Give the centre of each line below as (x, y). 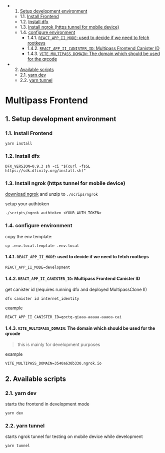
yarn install (19, 143)
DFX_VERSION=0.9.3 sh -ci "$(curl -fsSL (48, 166)
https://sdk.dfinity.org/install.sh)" (45, 171)
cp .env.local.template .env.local (42, 246)
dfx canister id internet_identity (42, 299)
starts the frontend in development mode (47, 404)
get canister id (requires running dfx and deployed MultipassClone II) (76, 290)
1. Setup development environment (61, 119)
